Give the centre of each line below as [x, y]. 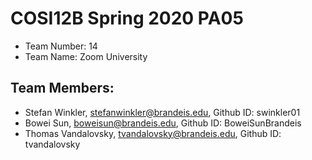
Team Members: [62, 88]
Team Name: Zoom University [86, 56]
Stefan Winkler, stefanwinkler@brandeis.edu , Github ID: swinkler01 [162, 112]
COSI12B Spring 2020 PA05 [127, 18]
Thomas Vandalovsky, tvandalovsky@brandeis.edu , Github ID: [153, 133]
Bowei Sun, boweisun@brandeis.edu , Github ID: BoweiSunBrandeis [163, 123]
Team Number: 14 [61, 46]
